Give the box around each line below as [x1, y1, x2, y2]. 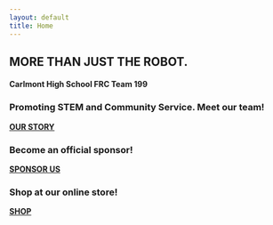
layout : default [9, 12, 69, 22]
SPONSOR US [9, 164, 60, 174]
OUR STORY [9, 121, 55, 132]
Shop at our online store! [9, 186, 118, 198]
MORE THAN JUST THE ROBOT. [9, 54, 189, 69]
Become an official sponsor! [9, 143, 133, 156]
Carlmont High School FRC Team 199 [9, 79, 149, 90]
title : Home [9, 21, 53, 30]
